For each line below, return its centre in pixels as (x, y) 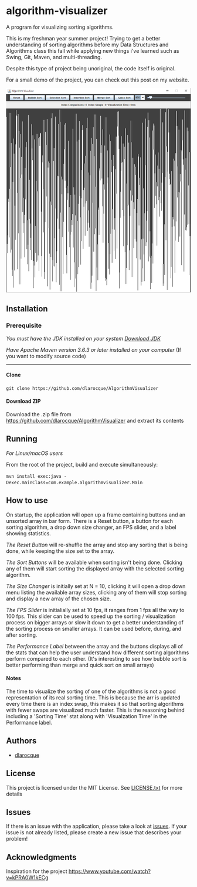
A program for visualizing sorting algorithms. (60, 27)
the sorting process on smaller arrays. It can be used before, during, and (94, 628)
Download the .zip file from (39, 414)
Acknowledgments (42, 857)
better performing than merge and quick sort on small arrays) (80, 665)
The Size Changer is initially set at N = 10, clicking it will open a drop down (96, 586)
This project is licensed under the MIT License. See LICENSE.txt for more (94, 787)
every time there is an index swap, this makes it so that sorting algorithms (95, 704)
